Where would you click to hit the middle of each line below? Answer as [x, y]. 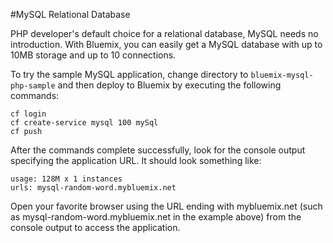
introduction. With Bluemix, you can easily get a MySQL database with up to [166, 44]
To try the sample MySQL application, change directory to [129, 74]
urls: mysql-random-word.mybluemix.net [93, 188]
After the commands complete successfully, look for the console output [158, 150]
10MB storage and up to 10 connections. [93, 55]
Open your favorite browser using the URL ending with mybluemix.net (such [166, 206]
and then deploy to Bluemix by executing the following [169, 85]
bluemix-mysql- [282, 75]
